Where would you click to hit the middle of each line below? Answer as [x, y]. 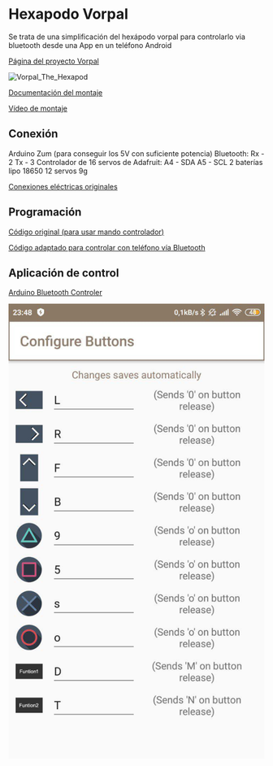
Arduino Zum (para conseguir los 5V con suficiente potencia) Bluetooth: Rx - [136, 153]
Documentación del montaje [56, 92]
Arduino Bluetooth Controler [56, 293]
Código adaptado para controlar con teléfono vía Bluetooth [107, 247]
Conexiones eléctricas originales [63, 186]
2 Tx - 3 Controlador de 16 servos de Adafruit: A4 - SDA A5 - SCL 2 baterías [136, 162]
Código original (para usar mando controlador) [87, 232]
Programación [45, 212]
